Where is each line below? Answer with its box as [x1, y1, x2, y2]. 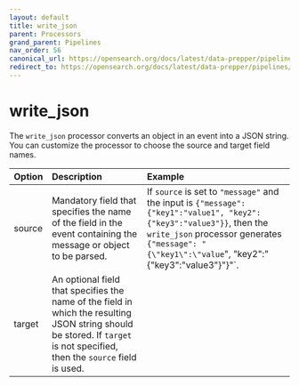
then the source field [52, 350, 137, 363]
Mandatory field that [52, 194, 137, 206]
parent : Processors [9, 29, 82, 38]
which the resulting [52, 306, 132, 318]
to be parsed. [52, 250, 108, 262]
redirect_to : [9, 63, 58, 72]
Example [146, 170, 185, 182]
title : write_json [9, 21, 77, 30]
